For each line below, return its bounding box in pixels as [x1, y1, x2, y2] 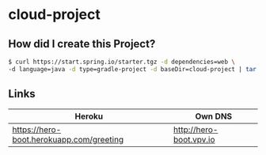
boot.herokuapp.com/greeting [12, 134, 124, 145]
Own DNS [195, 111, 233, 122]
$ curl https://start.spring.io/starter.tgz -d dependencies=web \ [8, 58, 236, 66]
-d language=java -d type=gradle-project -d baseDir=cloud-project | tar [8, 65, 257, 73]
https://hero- [12, 124, 62, 135]
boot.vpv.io [173, 134, 215, 145]
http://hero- [173, 124, 218, 135]
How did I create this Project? [8, 37, 156, 51]
